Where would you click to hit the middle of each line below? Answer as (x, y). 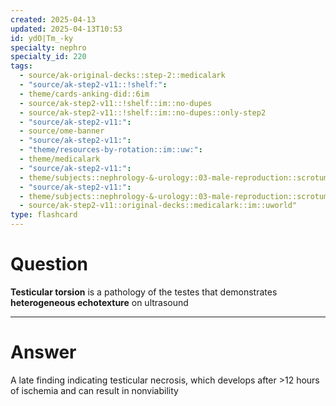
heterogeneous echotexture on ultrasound (99, 302)
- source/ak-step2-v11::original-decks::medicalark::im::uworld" (158, 206)
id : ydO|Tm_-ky (42, 38)
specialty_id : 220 (48, 57)
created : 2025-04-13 (53, 19)
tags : (21, 66)
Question (49, 264)
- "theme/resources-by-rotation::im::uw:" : (111, 150)
